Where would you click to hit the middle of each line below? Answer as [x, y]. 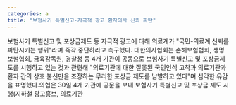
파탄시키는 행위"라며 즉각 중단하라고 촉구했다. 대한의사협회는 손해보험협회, [110, 50]
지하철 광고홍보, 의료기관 [49, 93]
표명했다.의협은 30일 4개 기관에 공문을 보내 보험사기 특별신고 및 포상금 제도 [118, 85]
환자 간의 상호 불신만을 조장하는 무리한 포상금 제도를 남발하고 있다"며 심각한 [111, 76]
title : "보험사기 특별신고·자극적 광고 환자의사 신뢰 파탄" [82, 20]
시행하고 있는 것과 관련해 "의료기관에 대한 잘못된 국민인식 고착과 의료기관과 [123, 67]
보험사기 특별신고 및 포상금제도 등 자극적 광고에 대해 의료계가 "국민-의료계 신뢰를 [118, 41]
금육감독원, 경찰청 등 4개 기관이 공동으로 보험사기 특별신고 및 [117, 58]
